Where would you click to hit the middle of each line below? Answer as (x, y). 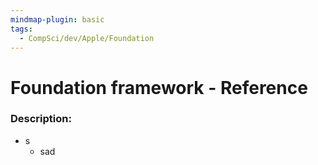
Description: (41, 119)
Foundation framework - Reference (159, 87)
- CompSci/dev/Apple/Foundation (87, 38)
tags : (21, 29)
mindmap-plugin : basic (57, 19)
